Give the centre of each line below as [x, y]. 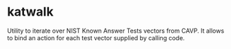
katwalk [30, 12]
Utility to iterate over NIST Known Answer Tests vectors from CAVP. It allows [116, 31]
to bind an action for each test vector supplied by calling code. [96, 37]
